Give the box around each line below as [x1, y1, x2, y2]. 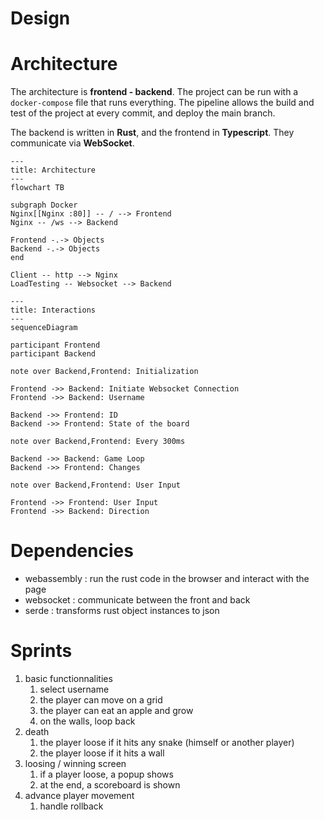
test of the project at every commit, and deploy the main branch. [10, 107, 276, 119]
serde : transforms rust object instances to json [24, 605, 220, 617]
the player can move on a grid [39, 694, 163, 706]
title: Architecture [10, 165, 97, 176]
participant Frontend [10, 340, 101, 351]
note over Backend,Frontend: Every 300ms [10, 437, 186, 447]
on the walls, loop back [39, 715, 136, 727]
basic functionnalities [24, 673, 113, 684]
